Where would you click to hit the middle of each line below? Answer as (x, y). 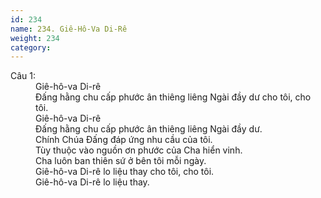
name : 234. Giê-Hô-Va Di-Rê (69, 29)
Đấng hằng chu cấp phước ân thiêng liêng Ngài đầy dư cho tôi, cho (173, 97)
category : (31, 47)
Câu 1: (23, 76)
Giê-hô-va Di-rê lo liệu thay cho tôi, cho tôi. (125, 172)
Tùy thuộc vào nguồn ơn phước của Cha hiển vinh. (139, 150)
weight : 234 (35, 38)
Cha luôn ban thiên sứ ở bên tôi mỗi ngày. (121, 161)
